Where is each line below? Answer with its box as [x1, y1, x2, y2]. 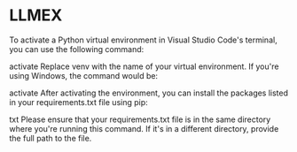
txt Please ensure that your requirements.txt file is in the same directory [9, 114, 271, 125]
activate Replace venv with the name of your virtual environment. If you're [9, 61, 279, 72]
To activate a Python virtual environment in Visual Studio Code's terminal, [9, 34, 277, 45]
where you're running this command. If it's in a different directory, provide [9, 123, 279, 133]
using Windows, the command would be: [9, 70, 158, 80]
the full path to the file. [9, 133, 92, 143]
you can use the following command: [9, 43, 145, 54]
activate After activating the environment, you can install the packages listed [9, 87, 289, 98]
